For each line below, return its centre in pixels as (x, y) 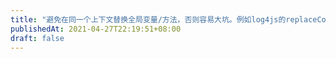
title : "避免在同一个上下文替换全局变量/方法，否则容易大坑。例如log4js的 (148, 19)
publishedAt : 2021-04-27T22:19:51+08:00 (96, 29)
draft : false (37, 38)
